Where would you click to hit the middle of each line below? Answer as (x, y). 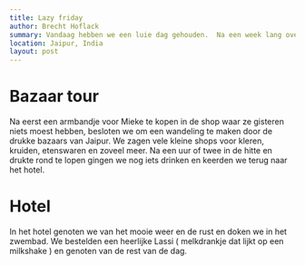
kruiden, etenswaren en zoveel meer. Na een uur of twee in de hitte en (141, 151)
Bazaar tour (54, 97)
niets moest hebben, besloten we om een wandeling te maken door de (141, 132)
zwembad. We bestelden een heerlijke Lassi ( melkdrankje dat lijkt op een (147, 241)
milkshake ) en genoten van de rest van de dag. (98, 251)
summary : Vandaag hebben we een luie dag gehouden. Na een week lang (146, 34)
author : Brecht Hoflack (54, 26)
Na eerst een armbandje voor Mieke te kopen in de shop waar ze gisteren (147, 122)
